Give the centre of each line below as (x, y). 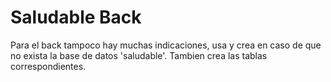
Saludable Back (76, 17)
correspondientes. (48, 66)
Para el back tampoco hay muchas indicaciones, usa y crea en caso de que (166, 45)
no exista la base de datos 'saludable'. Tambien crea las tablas (139, 55)
